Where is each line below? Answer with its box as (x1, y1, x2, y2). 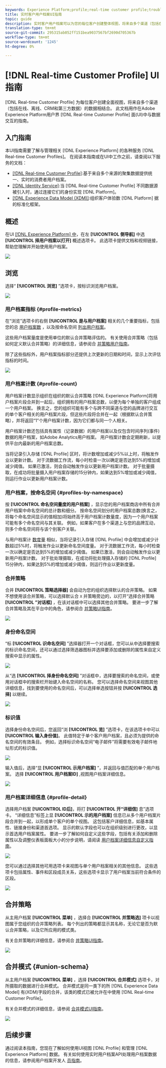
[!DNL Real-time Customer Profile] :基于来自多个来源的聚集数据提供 (12, 170, 148, 176)
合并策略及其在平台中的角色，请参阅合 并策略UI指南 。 (5, 606, 115, 612)
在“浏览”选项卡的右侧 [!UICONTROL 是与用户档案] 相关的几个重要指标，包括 (5, 318, 160, 324)
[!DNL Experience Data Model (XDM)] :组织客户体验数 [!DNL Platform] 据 (12, 195, 159, 201)
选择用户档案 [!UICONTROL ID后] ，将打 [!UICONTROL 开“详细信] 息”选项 (5, 806, 154, 812)
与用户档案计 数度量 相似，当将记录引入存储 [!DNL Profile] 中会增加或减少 (5, 536, 155, 542)
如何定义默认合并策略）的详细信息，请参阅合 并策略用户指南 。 (5, 341, 132, 347)
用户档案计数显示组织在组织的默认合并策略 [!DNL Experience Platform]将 (5, 392, 153, 398)
